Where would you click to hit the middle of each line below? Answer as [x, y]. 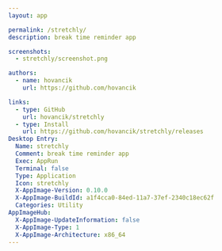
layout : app [28, 15]
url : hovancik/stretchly [63, 117]
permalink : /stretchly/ [48, 30]
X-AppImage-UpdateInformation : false [78, 220]
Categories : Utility [49, 205]
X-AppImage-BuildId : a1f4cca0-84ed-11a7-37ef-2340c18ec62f [115, 198]
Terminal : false [42, 168]
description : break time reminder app [72, 37]
